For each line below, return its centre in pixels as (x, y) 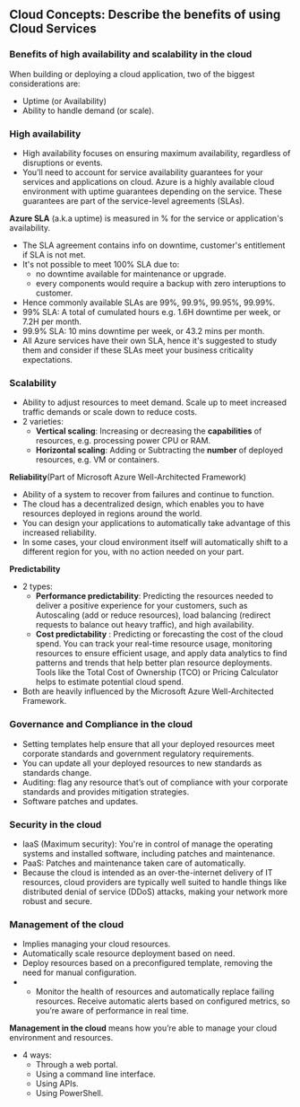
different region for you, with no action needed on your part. (133, 552)
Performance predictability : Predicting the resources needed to (154, 596)
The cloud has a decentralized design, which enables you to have (143, 504)
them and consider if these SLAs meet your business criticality (137, 350)
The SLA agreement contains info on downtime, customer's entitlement (154, 245)
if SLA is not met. (54, 254)
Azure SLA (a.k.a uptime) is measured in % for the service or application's (146, 218)
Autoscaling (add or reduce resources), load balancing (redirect (153, 615)
